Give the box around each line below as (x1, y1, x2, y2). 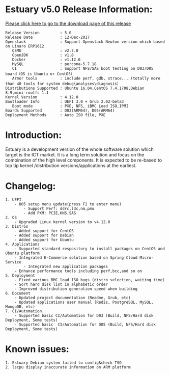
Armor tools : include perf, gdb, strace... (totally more (12, 75, 160, 81)
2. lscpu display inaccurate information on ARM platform (5, 364, 131, 370)
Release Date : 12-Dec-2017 (5, 35, 90, 40)
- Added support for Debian (14, 233, 74, 238)
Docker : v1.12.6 (12, 57, 81, 62)
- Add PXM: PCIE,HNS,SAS (23, 210, 76, 216)
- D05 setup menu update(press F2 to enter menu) (14, 201, 122, 207)
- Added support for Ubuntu (14, 237, 74, 243)
